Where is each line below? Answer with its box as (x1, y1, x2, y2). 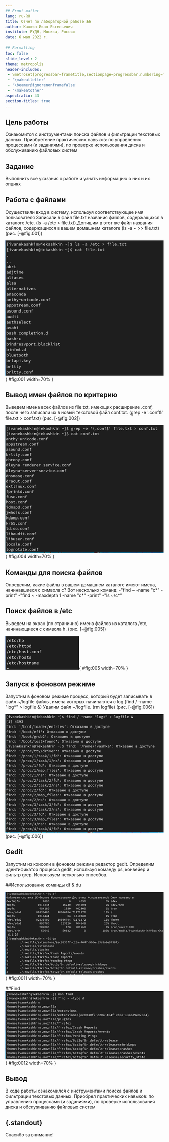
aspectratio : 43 (5, 93, 39, 98)
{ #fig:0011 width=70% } (5, 975, 55, 981)
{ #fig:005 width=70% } (79, 665, 128, 671)
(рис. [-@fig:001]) (5, 230, 43, 236)
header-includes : (5, 67, 42, 72)
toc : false (5, 50, 28, 56)
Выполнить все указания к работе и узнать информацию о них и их (5, 176, 150, 182)
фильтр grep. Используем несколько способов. (5, 871, 108, 878)
